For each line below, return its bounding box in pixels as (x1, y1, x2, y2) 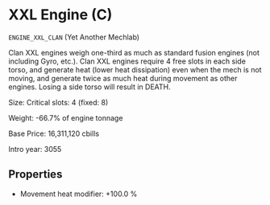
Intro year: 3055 (8, 144, 62, 154)
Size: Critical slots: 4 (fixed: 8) (8, 97, 109, 107)
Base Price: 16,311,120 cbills (8, 129, 99, 138)
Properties (8, 167, 63, 182)
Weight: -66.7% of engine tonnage (8, 113, 123, 122)
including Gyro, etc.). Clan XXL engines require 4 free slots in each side (8, 56, 246, 66)
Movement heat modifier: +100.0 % (19, 189, 138, 199)
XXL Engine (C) (8, 6, 113, 24)
